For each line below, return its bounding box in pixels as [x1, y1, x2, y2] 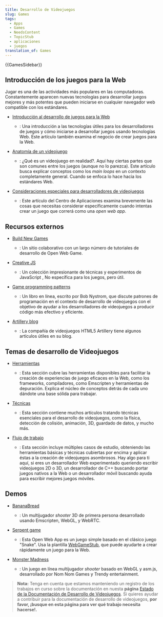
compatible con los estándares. [5, 104, 68, 110]
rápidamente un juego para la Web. [19, 547, 90, 553]
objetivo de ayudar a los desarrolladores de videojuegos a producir [19, 304, 155, 310]
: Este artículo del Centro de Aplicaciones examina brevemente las [19, 198, 153, 204]
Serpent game [12, 527, 41, 533]
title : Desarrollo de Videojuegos [5, 7, 76, 12]
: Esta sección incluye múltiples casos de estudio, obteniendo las [19, 444, 150, 450]
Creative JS [12, 260, 36, 266]
